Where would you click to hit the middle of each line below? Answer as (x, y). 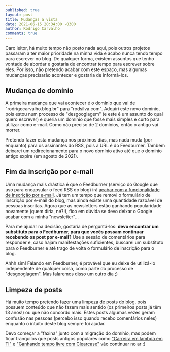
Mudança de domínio (39, 91)
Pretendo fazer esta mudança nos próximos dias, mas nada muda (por (79, 139)
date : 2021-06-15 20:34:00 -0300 (41, 24)
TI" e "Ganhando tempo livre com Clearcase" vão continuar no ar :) (75, 344)
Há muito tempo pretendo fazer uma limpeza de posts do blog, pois (76, 302)
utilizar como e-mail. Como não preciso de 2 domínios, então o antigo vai (82, 124)
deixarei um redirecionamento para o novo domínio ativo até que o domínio (84, 151)
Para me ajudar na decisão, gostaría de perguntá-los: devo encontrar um (82, 226)
